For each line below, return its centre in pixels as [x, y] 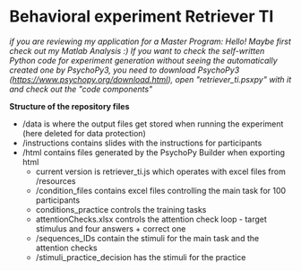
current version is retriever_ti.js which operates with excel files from [161, 171]
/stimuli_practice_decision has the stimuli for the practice [141, 257]
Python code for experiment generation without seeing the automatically [143, 60]
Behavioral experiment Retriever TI [142, 17]
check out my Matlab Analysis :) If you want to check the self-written [137, 50]
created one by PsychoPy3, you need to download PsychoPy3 [125, 70]
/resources [56, 180]
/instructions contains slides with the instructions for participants [142, 143]
